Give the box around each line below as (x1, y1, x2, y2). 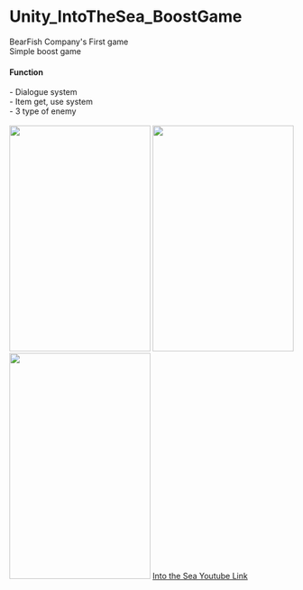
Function (9, 66, 43, 78)
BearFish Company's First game (9, 36, 129, 47)
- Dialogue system (9, 87, 78, 98)
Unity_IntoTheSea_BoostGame (9, 6, 243, 27)
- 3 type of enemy (9, 106, 77, 117)
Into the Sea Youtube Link (151, 571, 248, 582)
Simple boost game (9, 45, 81, 56)
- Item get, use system (9, 97, 93, 108)
